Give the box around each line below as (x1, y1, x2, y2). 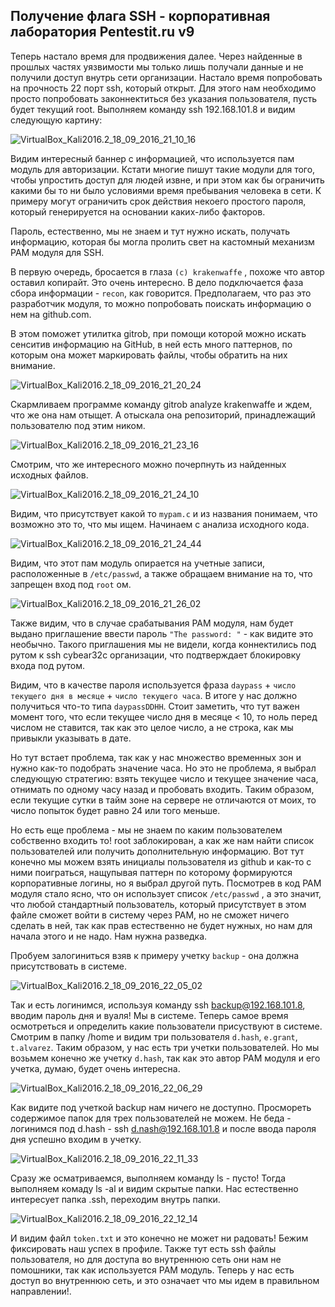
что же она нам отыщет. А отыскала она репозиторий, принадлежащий (10, 409, 316, 421)
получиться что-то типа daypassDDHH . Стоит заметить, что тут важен (10, 700, 300, 712)
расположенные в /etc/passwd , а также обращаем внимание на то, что (10, 567, 313, 579)
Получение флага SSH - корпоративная (10, 8, 271, 25)
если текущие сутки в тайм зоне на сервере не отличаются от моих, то (10, 794, 317, 806)
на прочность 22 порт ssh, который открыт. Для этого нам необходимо (10, 82, 317, 94)
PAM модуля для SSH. (10, 246, 105, 258)
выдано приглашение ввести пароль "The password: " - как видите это (10, 627, 314, 639)
